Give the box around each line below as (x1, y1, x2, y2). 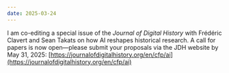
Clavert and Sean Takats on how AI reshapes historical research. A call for (7, 35, 216, 44)
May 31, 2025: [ (7, 50, 51, 59)
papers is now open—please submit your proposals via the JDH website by (7, 43, 219, 51)
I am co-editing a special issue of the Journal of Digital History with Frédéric (7, 29, 222, 37)
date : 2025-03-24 (7, 10, 57, 17)
